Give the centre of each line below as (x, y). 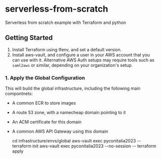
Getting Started (29, 38)
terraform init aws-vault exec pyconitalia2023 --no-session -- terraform (84, 146)
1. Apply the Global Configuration (45, 78)
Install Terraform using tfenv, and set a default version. (67, 49)
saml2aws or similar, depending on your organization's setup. (72, 65)
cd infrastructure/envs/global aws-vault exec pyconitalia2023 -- (76, 141)
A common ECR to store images (44, 103)
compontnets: (19, 94)
